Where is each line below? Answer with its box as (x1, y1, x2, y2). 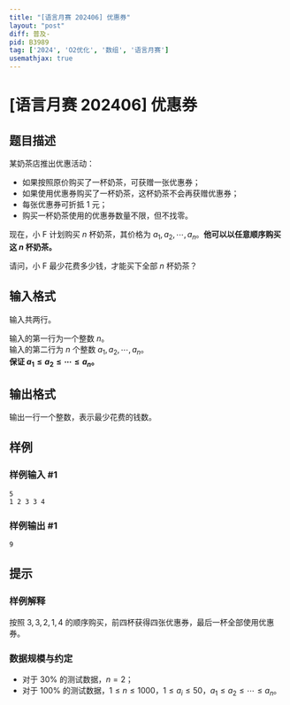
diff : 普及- (9, 29, 50, 38)
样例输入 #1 (9, 469, 57, 481)
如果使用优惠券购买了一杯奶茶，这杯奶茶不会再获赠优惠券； (21, 188, 240, 198)
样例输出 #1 (9, 519, 57, 531)
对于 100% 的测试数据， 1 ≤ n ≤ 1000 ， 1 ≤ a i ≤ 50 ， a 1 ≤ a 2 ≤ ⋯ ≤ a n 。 (21, 685, 282, 698)
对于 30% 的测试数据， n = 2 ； (21, 674, 134, 685)
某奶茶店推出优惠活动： (9, 159, 95, 168)
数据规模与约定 (9, 652, 73, 664)
